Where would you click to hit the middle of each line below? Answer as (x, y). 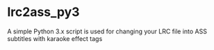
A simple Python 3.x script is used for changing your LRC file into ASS (107, 31)
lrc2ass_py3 (43, 12)
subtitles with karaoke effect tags (55, 38)
